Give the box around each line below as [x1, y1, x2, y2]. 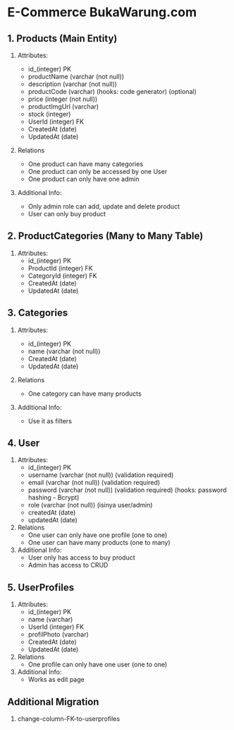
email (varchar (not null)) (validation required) [27, 478, 161, 487]
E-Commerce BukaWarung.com [7, 4, 197, 20]
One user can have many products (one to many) [27, 538, 171, 547]
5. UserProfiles [7, 581, 75, 594]
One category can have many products [27, 389, 142, 398]
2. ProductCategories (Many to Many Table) [7, 230, 204, 242]
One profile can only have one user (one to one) [27, 660, 168, 669]
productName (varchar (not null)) [27, 72, 125, 81]
